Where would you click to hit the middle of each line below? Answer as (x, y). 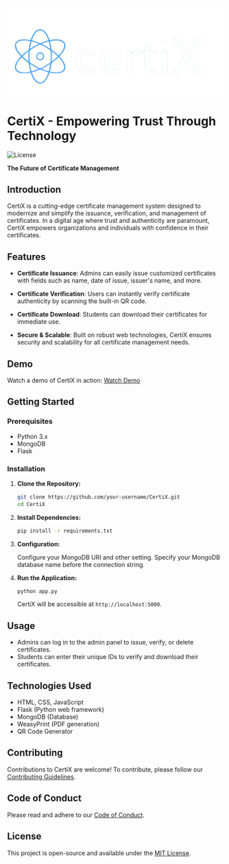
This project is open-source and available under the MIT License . (99, 853)
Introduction (34, 190)
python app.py (37, 591)
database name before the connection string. (81, 564)
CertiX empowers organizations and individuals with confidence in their (108, 228)
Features (26, 257)
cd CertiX (31, 504)
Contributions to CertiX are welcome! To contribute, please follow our (105, 769)
